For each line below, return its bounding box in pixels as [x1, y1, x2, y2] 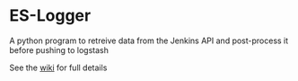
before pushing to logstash [9, 44, 110, 55]
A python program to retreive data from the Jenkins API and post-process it [9, 35, 289, 46]
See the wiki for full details [9, 62, 108, 73]
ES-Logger [9, 5, 92, 26]
